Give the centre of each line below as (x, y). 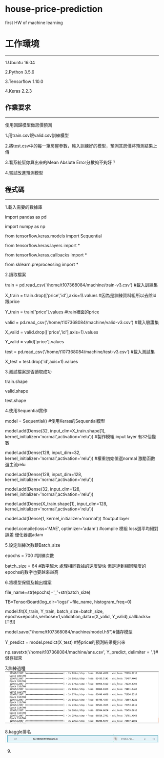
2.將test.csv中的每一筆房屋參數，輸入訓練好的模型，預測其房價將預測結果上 (81, 146)
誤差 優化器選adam (24, 534)
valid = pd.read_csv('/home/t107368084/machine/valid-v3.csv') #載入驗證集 (82, 322)
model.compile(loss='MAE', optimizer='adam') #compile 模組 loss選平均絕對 (82, 529)
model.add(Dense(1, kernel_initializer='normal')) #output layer (67, 518)
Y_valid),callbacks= (132, 616)
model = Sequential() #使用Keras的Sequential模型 (55, 421)
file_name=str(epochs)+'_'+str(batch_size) (48, 592)
